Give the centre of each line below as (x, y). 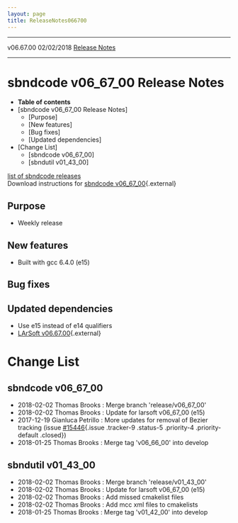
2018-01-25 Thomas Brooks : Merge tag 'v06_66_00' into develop (113, 443)
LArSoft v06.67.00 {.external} (59, 333)
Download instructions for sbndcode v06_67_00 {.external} (92, 184)
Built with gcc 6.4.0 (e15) (53, 262)
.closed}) (53, 435)
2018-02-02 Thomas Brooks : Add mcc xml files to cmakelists (108, 505)
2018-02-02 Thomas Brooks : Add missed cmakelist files (101, 497)
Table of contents (44, 102)
